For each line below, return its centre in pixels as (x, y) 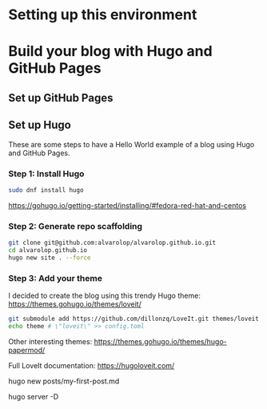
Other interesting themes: (50, 341)
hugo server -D (34, 396)
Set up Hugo (40, 125)
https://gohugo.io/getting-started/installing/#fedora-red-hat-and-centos (127, 205)
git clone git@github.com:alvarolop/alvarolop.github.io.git (112, 243)
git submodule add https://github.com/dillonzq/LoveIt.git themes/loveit (134, 319)
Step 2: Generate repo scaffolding (75, 226)
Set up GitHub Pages (61, 98)
